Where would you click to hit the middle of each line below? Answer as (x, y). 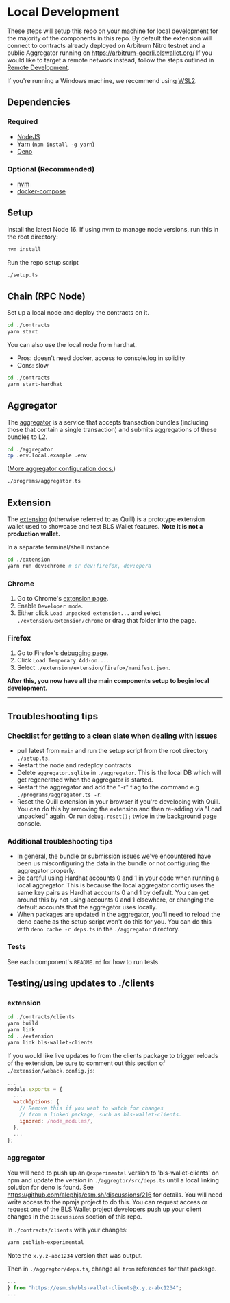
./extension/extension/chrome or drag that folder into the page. (107, 621)
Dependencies (39, 103)
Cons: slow (33, 366)
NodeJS (28, 136)
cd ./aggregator (30, 449)
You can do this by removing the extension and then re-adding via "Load (119, 809)
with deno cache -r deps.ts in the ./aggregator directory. (98, 929)
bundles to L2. (27, 437)
